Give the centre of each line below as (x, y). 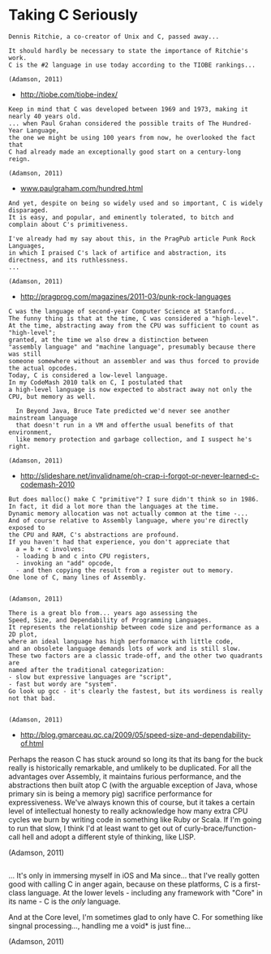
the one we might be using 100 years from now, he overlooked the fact (132, 137)
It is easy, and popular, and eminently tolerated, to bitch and (121, 217)
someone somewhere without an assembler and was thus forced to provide (134, 361)
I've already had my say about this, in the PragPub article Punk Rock (132, 238)
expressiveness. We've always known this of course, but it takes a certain (132, 802)
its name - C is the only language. (65, 901)
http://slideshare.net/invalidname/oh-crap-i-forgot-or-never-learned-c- (140, 475)
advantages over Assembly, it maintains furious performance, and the (125, 776)
